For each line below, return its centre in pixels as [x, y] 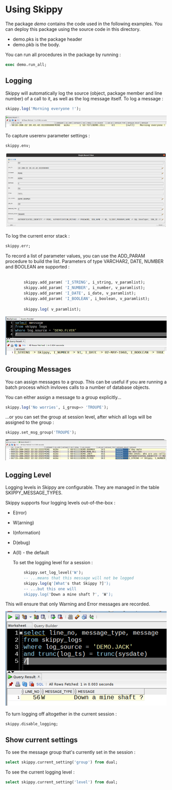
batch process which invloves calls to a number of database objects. [78, 387]
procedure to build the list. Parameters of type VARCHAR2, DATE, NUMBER [84, 261]
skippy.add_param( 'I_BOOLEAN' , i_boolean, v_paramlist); [87, 299]
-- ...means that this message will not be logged [79, 578]
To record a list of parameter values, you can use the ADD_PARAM [75, 256]
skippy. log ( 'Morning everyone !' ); [43, 109]
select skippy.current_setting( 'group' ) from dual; [61, 762]
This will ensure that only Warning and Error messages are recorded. [78, 604]
